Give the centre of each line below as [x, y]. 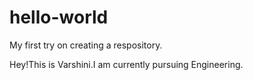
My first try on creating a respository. [86, 45]
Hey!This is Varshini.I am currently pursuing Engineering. [126, 64]
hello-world [59, 17]
